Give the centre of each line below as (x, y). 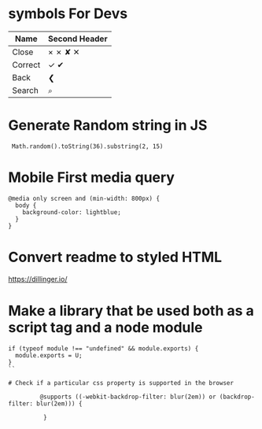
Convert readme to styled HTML (115, 257)
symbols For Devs (68, 14)
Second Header (78, 39)
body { (26, 205)
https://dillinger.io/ (38, 279)
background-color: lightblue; (72, 212)
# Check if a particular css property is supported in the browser (121, 383)
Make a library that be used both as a (131, 311)
